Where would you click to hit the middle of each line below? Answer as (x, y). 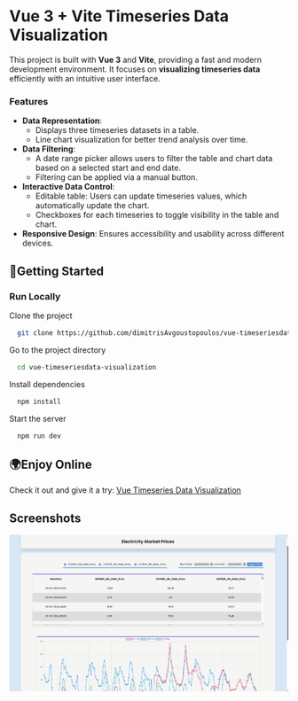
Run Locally (35, 296)
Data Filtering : (49, 149)
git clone (35, 333)
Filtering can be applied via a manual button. (116, 177)
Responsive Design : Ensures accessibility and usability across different (153, 234)
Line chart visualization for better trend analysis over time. (141, 140)
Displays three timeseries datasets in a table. (117, 130)
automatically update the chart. (92, 206)
